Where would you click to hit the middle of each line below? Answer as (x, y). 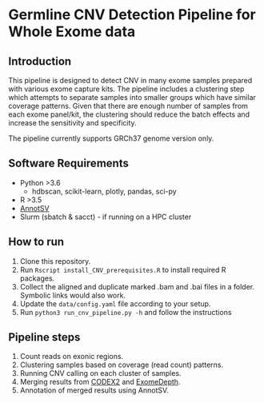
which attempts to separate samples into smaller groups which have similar (132, 97)
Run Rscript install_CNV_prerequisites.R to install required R (123, 269)
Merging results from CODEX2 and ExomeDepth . (100, 382)
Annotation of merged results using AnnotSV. (94, 390)
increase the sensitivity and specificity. (73, 123)
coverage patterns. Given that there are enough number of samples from (128, 106)
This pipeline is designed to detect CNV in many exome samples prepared (130, 80)
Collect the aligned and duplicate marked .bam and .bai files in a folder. (137, 286)
